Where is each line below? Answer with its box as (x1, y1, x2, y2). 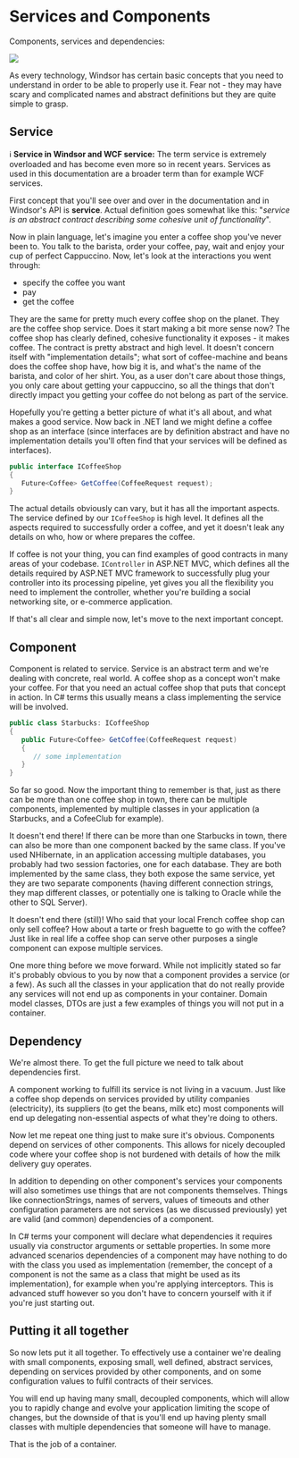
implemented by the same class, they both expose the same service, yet (9, 869, 275, 880)
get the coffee (21, 296, 75, 307)
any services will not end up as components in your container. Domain (9, 989, 268, 999)
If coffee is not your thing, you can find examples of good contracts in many (9, 549, 288, 560)
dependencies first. (9, 1066, 81, 1077)
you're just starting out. (9, 1298, 96, 1308)
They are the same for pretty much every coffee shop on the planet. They (9, 313, 279, 324)
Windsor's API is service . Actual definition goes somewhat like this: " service (9, 204, 290, 215)
